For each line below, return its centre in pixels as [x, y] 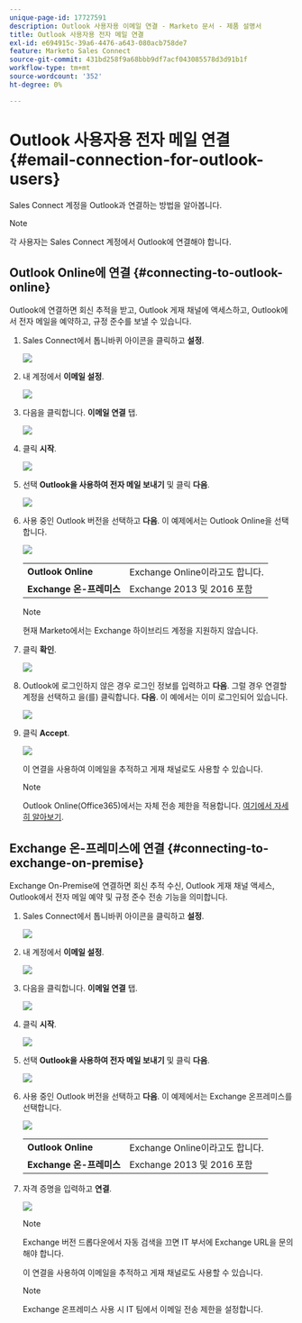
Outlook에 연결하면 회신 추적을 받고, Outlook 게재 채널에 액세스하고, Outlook [145, 310]
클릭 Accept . [46, 733]
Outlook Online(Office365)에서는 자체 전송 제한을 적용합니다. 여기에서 [147, 806]
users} [35, 179]
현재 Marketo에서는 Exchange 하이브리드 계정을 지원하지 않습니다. [140, 631]
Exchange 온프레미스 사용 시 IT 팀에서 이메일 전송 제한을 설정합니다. [143, 1309]
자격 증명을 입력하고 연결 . [67, 1189]
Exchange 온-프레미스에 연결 [87, 848]
